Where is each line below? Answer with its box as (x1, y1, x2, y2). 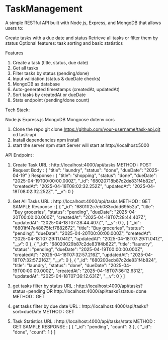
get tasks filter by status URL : (12, 283, 75, 289)
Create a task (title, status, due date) (12, 59, 89, 65)
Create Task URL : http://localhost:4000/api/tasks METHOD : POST (12, 161, 152, 167)
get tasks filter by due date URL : (12, 303, 81, 309)
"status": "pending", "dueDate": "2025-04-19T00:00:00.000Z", (12, 246, 143, 252)
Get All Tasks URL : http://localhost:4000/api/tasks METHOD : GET (12, 198, 151, 204)
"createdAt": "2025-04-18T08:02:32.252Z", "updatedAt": (12, 183, 132, 189)
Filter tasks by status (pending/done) (12, 70, 90, 76)
